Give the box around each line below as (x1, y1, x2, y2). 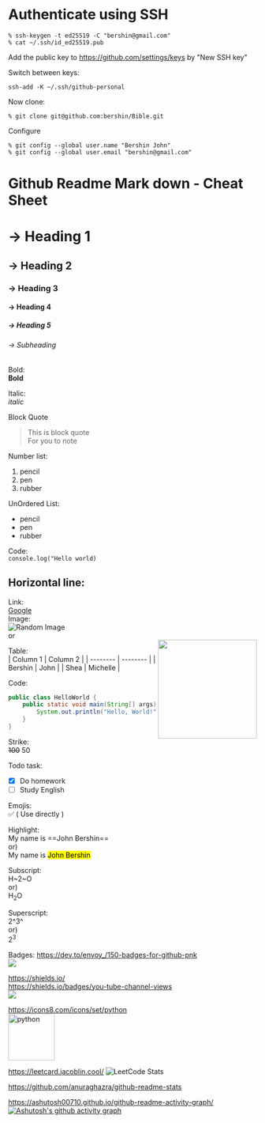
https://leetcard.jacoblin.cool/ (8, 1066, 104, 1076)
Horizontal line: (8, 576, 85, 590)
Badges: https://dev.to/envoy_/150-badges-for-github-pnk (8, 950, 197, 959)
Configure (8, 126, 41, 135)
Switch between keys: (8, 67, 80, 77)
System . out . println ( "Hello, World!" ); (36, 708, 164, 717)
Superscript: (8, 908, 49, 917)
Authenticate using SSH (8, 6, 169, 24)
